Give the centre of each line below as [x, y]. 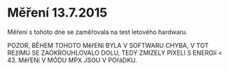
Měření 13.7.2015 [57, 13]
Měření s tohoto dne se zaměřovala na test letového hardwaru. [97, 32]
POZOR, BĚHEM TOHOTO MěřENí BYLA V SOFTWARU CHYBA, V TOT [108, 45]
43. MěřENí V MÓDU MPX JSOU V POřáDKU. [72, 60]
